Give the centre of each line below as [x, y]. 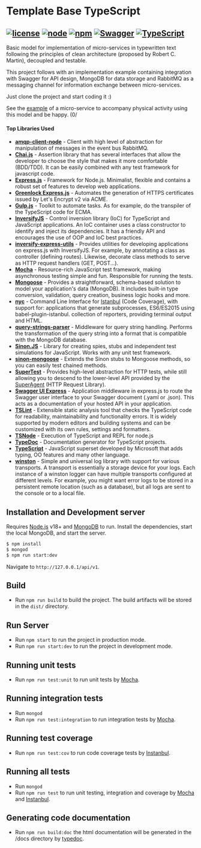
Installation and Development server [76, 512]
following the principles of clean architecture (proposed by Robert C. [91, 54]
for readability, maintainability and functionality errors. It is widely [96, 417]
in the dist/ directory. [42, 606]
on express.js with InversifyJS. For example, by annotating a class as [100, 250]
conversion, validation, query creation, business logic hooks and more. [102, 295]
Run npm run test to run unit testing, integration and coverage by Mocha [105, 793]
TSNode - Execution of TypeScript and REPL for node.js [84, 436]
